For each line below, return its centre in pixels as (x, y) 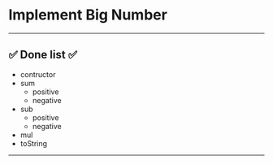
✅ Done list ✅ (43, 55)
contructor (38, 74)
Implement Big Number (88, 15)
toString (33, 143)
